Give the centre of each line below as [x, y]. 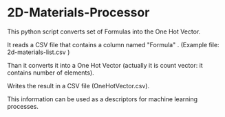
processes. [23, 106]
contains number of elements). [51, 73]
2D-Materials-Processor [78, 13]
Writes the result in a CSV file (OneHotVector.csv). [78, 86]
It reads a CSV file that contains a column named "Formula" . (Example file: [113, 44]
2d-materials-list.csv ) [39, 52]
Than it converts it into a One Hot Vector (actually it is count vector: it [105, 65]
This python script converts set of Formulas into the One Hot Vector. [104, 31]
